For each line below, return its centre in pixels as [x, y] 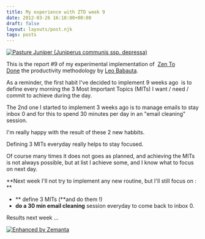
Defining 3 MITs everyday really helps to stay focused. [75, 144]
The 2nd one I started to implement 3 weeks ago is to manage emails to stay [102, 107]
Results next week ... [32, 218]
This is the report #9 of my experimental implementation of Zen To [91, 64]
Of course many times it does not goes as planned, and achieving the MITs [101, 156]
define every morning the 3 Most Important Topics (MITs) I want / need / [98, 89]
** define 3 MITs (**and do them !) [59, 199]
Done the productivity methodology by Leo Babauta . [73, 70]
